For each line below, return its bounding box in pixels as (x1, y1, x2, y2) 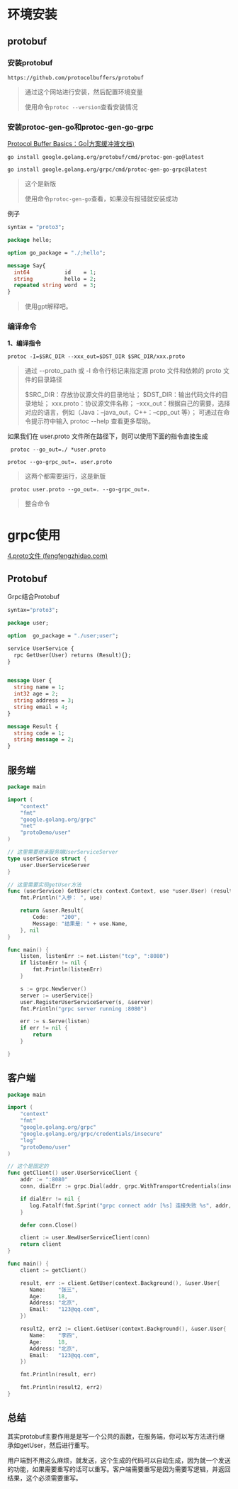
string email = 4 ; (13, 703, 69, 710)
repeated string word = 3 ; (13, 281, 97, 289)
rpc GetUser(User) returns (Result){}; (13, 652, 132, 659)
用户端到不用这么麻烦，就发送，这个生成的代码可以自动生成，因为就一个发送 (7, 1456, 231, 1464)
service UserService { (7, 645, 74, 652)
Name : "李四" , (29, 1332, 79, 1339)
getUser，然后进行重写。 (19, 1441, 93, 1449)
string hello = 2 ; (13, 275, 97, 282)
